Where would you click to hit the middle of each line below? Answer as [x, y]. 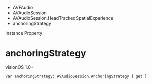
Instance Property [24, 33]
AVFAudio [23, 7]
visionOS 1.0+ [19, 67]
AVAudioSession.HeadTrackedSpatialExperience [63, 18]
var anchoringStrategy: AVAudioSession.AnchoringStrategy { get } [76, 76]
